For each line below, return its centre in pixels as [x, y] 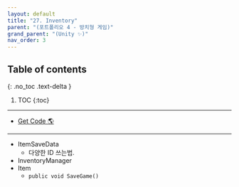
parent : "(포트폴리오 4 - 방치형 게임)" [60, 27]
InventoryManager [45, 160]
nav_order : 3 [27, 41]
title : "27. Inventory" [43, 21]
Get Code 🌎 [36, 121]
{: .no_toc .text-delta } [39, 86]
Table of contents [47, 69]
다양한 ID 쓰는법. [51, 152]
